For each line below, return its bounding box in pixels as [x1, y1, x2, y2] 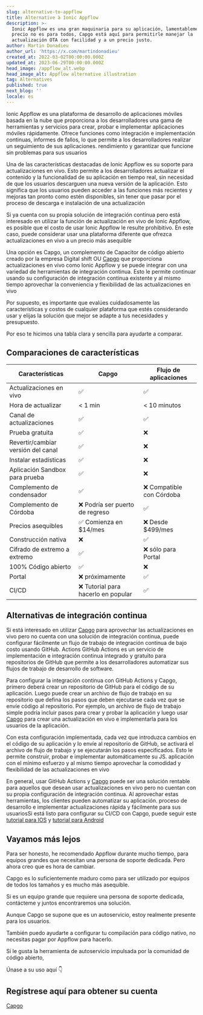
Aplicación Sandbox [9, 465, 66, 474]
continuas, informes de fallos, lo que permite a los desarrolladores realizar [6, 136, 192, 143]
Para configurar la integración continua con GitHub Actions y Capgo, [6, 677, 177, 684]
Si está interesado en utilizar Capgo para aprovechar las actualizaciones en [6, 626, 194, 634]
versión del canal [9, 445, 58, 454]
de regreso [78, 508, 110, 516]
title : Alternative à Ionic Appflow [6, 15, 98, 21]
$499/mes [143, 525, 173, 534]
